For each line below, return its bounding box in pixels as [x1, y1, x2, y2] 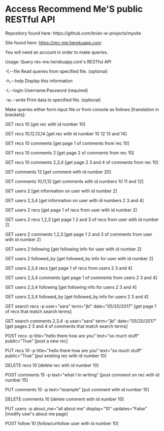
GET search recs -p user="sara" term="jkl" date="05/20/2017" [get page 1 [5, 303, 157, 309]
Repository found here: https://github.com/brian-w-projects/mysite [5, 30, 141, 36]
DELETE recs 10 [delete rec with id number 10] [5, 362, 99, 368]
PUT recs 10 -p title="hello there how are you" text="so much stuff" [5, 347, 143, 353]
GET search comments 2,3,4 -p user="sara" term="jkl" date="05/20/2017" [5, 318, 157, 324]
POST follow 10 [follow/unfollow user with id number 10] [5, 420, 119, 426]
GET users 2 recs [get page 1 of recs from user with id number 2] [5, 207, 137, 213]
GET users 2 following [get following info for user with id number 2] [5, 246, 142, 252]
